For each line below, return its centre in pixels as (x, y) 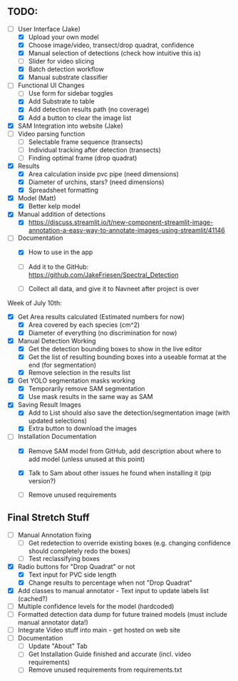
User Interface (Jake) (49, 29)
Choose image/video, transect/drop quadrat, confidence (111, 45)
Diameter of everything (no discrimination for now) (103, 333)
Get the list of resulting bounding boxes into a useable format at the (127, 357)
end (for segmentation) (62, 365)
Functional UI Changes (51, 86)
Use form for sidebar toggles (71, 94)
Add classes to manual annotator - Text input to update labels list (113, 590)
